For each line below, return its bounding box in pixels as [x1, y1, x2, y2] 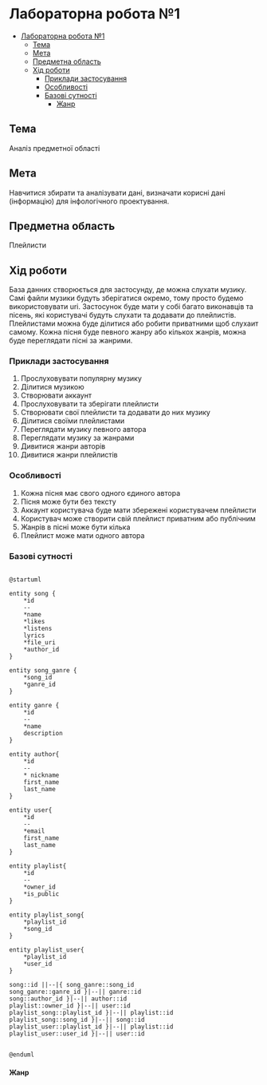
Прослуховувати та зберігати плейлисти [20, 399, 159, 409]
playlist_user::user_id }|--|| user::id [9, 1030, 146, 1038]
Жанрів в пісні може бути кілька [20, 522, 131, 532]
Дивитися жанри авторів [20, 442, 106, 451]
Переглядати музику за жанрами [20, 433, 135, 443]
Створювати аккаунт [20, 390, 92, 400]
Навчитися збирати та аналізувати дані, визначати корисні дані [9, 188, 226, 197]
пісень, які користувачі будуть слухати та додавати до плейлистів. [9, 311, 237, 320]
